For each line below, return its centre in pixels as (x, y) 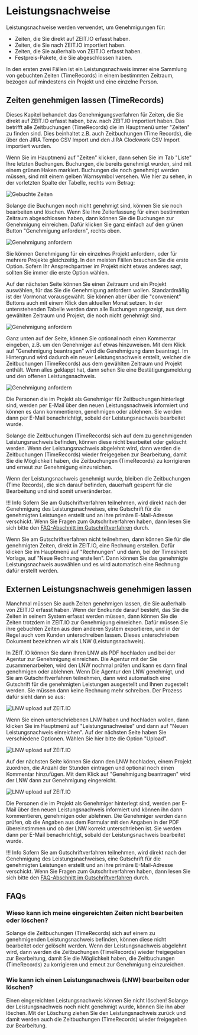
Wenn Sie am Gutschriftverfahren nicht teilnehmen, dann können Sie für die (98, 539)
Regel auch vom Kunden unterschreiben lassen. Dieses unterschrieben (92, 635)
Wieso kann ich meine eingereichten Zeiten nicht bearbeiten (95, 913)
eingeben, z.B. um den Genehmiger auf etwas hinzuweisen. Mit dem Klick (96, 344)
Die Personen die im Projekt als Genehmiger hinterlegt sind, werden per (93, 803)
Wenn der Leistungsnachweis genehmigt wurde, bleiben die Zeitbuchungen (98, 478)
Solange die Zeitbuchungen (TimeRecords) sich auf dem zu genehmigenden (99, 436)
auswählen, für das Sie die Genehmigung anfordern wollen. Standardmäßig (98, 290)
